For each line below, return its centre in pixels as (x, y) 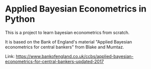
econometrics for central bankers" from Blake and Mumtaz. (65, 47)
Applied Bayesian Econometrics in (76, 9)
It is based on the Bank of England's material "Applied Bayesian (69, 41)
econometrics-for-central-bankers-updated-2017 (55, 61)
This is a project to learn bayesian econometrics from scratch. (67, 32)
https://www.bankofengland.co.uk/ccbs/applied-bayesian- (75, 56)
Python (20, 19)
